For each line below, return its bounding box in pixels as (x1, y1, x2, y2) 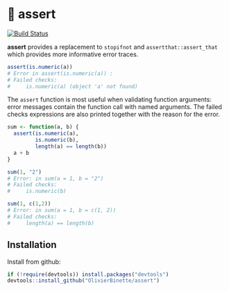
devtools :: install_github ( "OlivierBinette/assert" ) (7, 277, 160, 284)
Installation (7, 239, 57, 251)
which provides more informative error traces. (7, 50, 139, 58)
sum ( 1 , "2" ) (7, 168, 42, 176)
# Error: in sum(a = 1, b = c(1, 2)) (7, 207, 117, 214)
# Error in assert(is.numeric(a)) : (7, 69, 113, 77)
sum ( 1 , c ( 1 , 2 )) (7, 201, 51, 208)
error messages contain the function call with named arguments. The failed (7, 103, 222, 111)
